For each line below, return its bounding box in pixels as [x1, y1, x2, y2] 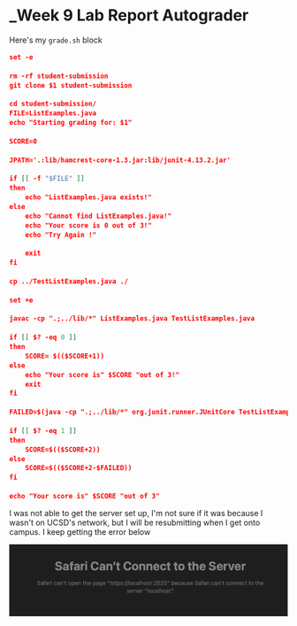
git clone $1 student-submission [9, 81, 133, 89]
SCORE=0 [9, 136, 38, 146]
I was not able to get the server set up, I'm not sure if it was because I [9, 507, 263, 518]
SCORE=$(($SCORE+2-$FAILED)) [25, 464, 133, 473]
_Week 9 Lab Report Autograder [9, 5, 249, 26]
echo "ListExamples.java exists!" [25, 193, 152, 202]
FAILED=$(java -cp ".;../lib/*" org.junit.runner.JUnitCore [9, 408, 236, 417]
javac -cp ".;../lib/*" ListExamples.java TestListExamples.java [9, 314, 255, 323]
